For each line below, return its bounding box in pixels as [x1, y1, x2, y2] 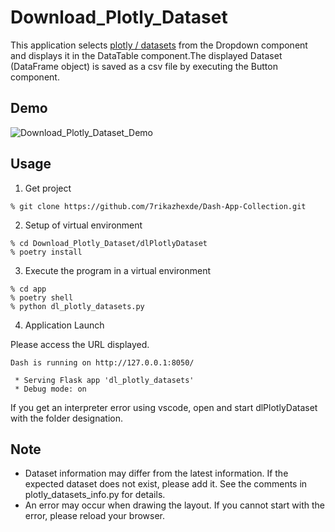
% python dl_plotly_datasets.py [10, 301, 145, 311]
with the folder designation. [10, 412, 124, 424]
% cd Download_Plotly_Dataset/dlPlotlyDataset [10, 238, 208, 248]
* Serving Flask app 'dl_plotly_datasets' [14, 375, 195, 385]
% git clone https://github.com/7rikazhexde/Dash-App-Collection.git [10, 201, 307, 211]
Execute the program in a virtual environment [24, 264, 212, 276]
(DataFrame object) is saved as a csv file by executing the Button [10, 60, 278, 72]
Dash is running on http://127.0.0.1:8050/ [10, 357, 195, 368]
